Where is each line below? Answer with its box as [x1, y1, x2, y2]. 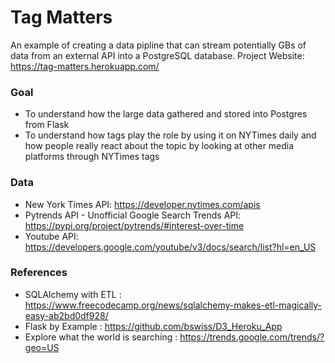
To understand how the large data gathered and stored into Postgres [24, 108, 308, 120]
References [10, 266, 68, 280]
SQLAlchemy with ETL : [24, 288, 122, 300]
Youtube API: [24, 230, 79, 242]
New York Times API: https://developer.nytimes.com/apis [24, 198, 261, 210]
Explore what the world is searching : [24, 331, 178, 343]
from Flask [24, 119, 70, 131]
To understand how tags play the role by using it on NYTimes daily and [24, 129, 317, 141]
